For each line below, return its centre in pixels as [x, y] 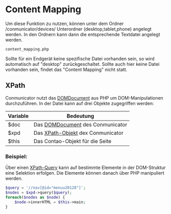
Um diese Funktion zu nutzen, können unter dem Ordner [65, 23]
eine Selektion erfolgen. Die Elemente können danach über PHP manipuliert [85, 173]
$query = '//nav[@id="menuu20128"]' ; [46, 188]
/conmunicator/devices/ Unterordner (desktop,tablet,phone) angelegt [79, 29]
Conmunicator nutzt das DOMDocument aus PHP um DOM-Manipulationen [84, 98]
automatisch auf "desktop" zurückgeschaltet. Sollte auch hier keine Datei [82, 64]
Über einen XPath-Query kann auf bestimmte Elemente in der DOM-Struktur [85, 168]
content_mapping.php [27, 49]
